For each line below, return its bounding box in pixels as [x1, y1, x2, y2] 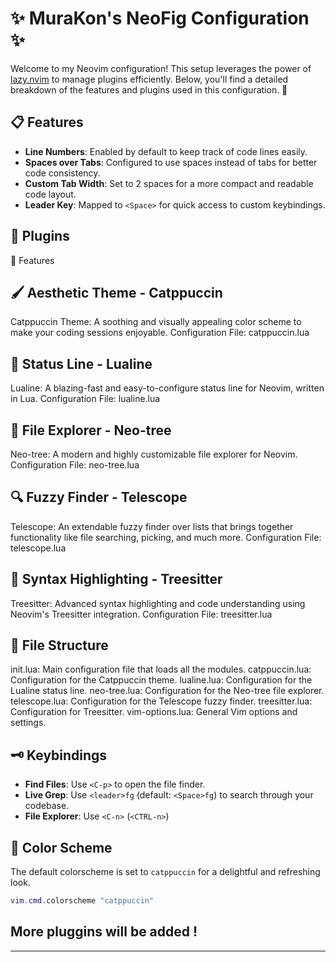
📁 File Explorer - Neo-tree [10, 422, 172, 439]
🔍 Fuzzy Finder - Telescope [10, 489, 188, 506]
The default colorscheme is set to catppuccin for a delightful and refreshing [10, 866, 321, 878]
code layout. [24, 188, 77, 200]
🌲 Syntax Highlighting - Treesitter [10, 571, 223, 588]
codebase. [24, 800, 70, 812]
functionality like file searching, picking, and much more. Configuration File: [10, 531, 322, 543]
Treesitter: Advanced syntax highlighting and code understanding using [10, 597, 306, 609]
